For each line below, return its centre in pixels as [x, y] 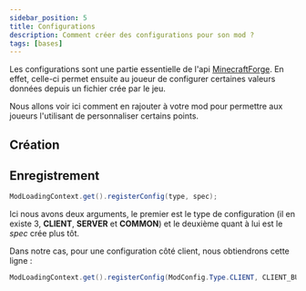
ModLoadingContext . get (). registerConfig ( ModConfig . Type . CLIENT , [134, 278]
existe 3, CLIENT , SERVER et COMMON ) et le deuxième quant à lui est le [146, 223]
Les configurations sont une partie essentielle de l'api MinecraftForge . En [147, 69]
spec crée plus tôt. [45, 234]
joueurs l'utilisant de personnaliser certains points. [104, 116]
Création [35, 145]
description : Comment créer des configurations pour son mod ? [132, 35]
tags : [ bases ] [36, 43]
